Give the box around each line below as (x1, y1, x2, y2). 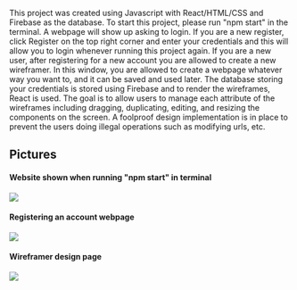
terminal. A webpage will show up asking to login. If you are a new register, (9, 27, 285, 37)
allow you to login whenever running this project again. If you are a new (9, 46, 272, 56)
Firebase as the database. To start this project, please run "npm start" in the (9, 17, 288, 28)
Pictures (9, 147, 57, 162)
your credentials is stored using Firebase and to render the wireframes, (9, 84, 270, 94)
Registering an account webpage (9, 211, 135, 222)
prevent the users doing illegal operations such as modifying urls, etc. (9, 121, 266, 132)
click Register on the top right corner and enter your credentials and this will (9, 36, 289, 46)
